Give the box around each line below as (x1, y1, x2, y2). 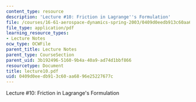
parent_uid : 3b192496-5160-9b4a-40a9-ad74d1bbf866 (6, 57, 132, 63)
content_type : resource (6, 8, 64, 15)
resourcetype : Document (6, 62, 64, 69)
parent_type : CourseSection (6, 52, 75, 58)
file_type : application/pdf (6, 24, 75, 31)
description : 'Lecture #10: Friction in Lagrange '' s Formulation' (6, 14, 171, 20)
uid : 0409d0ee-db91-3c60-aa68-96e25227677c (6, 73, 114, 79)
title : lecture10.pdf (6, 68, 59, 74)
